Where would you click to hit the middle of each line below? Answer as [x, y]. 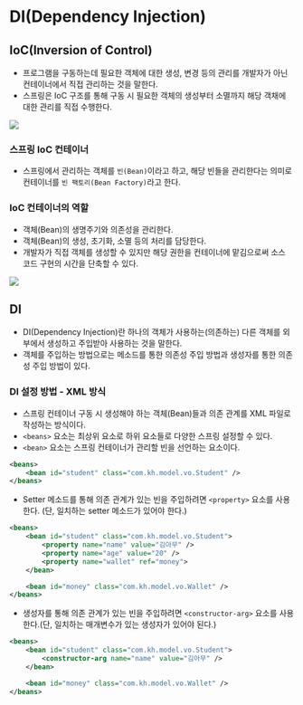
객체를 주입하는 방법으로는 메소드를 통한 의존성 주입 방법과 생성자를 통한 [149, 355]
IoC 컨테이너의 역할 [49, 208]
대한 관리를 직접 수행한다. [67, 107]
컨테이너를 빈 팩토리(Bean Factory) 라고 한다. [101, 182]
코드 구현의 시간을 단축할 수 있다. [80, 263]
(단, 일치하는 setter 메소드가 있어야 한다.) [114, 511]
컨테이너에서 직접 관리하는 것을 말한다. [90, 84]
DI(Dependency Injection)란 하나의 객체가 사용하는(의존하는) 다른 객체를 [151, 332]
